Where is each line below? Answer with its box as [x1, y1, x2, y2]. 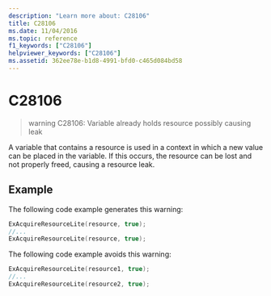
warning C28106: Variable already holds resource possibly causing [28, 118, 252, 127]
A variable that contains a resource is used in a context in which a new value [8, 142, 264, 152]
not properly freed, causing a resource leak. [8, 159, 155, 169]
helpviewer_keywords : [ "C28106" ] [8, 49, 121, 57]
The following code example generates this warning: [8, 204, 184, 214]
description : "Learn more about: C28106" [8, 11, 150, 20]
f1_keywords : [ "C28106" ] [8, 42, 92, 50]
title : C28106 [8, 19, 57, 27]
